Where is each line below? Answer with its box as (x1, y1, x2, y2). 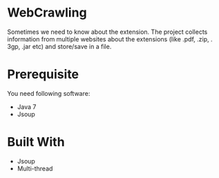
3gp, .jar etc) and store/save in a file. (7, 42, 112, 50)
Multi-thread (17, 164, 53, 172)
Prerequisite (7, 67, 79, 82)
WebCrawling (7, 5, 88, 21)
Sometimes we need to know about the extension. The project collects (7, 28, 208, 36)
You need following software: (7, 89, 91, 97)
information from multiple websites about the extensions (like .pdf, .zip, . (7, 34, 213, 43)
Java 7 (17, 102, 37, 111)
